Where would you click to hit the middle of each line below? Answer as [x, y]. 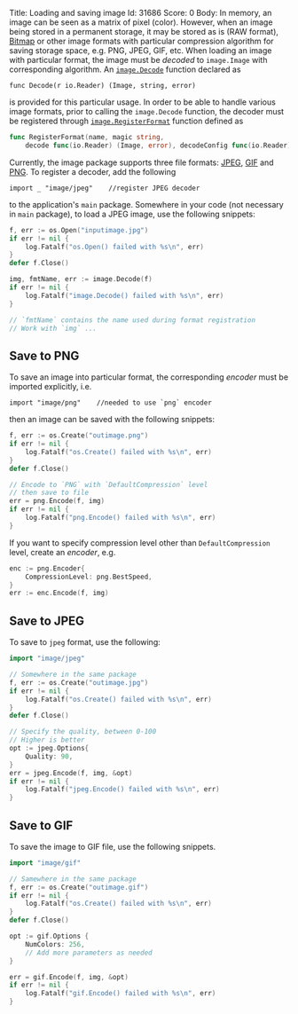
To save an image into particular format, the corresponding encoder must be [149, 377]
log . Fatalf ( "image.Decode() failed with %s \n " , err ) [125, 295]
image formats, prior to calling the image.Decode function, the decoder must [147, 111]
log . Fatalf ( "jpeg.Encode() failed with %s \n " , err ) [122, 790]
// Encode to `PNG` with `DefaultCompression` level [109, 484]
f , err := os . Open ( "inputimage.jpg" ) [79, 230]
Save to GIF [41, 825]
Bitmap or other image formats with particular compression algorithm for [141, 41]
